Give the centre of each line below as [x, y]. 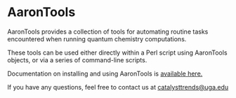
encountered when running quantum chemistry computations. [97, 38]
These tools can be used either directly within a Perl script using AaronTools [117, 52]
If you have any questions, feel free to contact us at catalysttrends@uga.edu [118, 87]
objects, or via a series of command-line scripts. [77, 59]
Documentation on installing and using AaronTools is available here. [105, 73]
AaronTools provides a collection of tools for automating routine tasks [108, 31]
